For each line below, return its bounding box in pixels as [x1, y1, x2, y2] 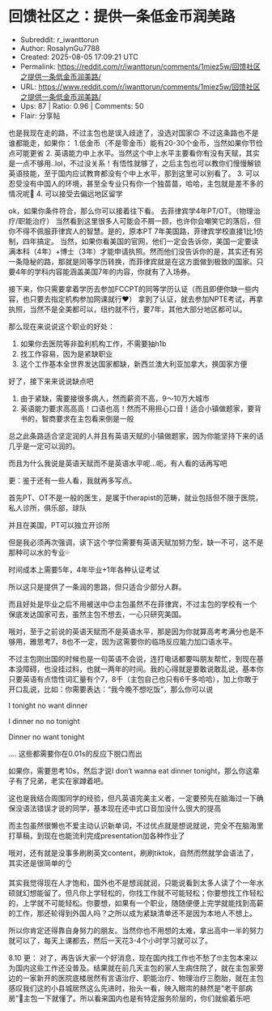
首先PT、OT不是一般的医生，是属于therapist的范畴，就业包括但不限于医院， [8, 492, 263, 503]
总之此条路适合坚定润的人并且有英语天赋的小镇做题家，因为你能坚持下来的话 [8, 431, 264, 440]
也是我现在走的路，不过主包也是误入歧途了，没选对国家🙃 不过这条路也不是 [8, 127, 259, 138]
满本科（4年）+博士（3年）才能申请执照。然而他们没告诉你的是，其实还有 [8, 246, 257, 256]
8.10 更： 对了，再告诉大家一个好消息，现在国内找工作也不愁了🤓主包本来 [8, 953, 251, 962]
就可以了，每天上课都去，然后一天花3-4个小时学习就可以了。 [8, 936, 213, 945]
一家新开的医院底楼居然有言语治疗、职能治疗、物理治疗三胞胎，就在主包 [22, 973, 264, 983]
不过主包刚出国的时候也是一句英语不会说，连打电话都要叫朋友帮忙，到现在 [8, 653, 257, 663]
